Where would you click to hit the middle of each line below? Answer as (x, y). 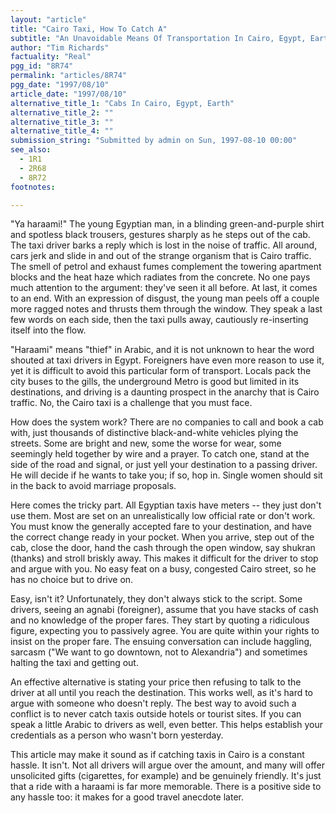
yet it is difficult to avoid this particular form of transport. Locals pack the (161, 371)
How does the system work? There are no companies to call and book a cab (167, 422)
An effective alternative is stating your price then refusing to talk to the (156, 682)
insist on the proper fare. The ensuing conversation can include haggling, (161, 642)
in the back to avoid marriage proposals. (93, 486)
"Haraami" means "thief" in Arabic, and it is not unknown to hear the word (162, 350)
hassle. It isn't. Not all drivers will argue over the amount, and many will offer (168, 765)
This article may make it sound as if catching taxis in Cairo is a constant (157, 755)
